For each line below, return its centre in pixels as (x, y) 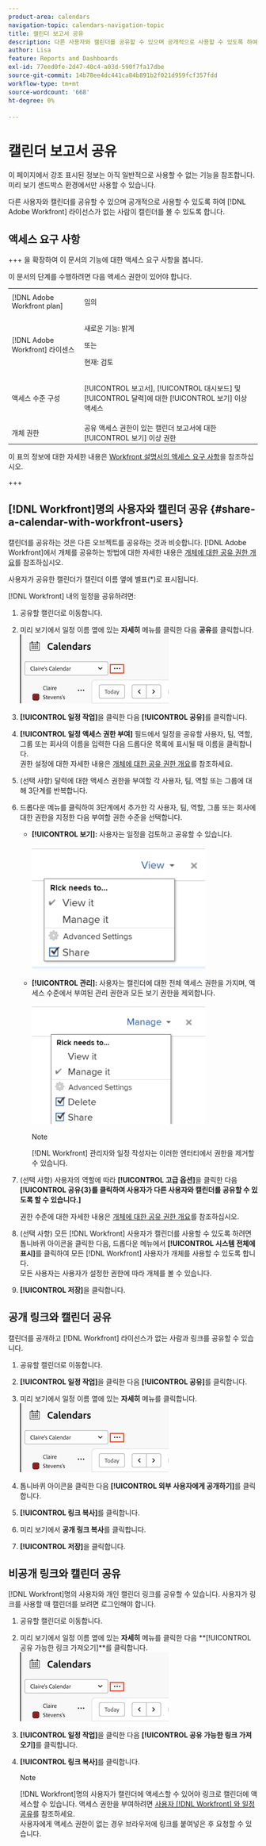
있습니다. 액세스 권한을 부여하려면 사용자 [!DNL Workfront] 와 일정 (152, 1804)
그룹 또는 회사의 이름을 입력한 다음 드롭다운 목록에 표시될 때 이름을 (122, 744)
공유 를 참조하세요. (47, 1814)
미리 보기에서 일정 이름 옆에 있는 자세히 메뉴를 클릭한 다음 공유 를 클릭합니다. (137, 629)
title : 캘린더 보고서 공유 (46, 33)
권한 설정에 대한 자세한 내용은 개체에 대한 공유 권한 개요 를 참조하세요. (126, 763)
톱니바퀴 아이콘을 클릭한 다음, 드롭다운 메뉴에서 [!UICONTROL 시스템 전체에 (137, 1243)
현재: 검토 (99, 362)
